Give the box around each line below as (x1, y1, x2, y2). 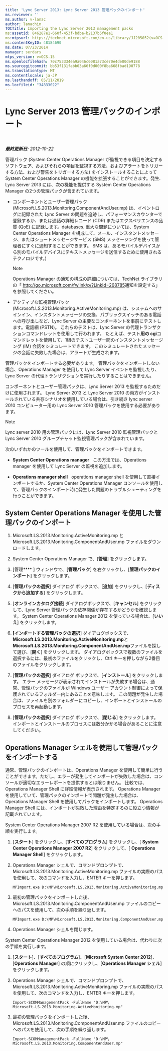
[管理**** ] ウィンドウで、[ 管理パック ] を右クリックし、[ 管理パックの (12, 566, 156, 572)
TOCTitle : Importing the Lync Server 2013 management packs (5, 26, 134, 31)
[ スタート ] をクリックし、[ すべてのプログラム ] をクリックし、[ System (12, 839, 159, 845)
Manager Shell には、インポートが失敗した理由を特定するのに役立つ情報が (5, 805, 159, 811)
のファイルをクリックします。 (12, 662, 74, 668)
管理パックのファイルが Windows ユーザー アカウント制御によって (21, 685, 158, 691)
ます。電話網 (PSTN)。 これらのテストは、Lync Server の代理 (12, 324, 139, 330)
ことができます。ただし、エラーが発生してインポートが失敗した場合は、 (5, 773, 154, 779)
